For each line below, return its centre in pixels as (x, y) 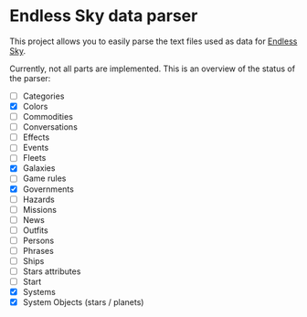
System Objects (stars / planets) (83, 302)
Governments (48, 189)
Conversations (50, 127)
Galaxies (39, 168)
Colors (35, 106)
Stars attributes (52, 271)
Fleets (34, 158)
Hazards (38, 199)
